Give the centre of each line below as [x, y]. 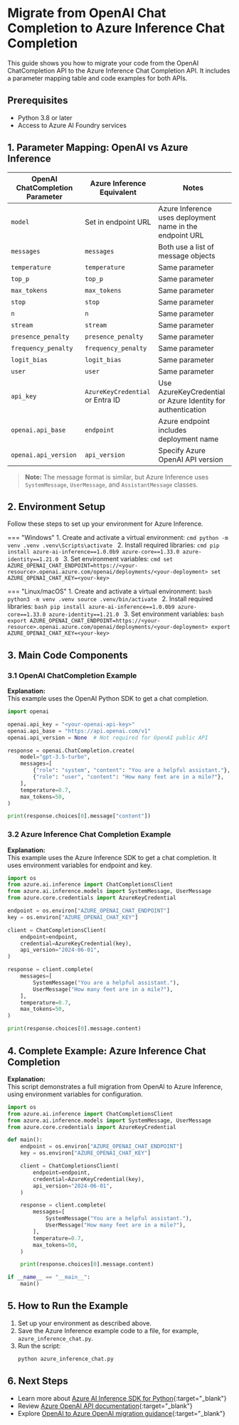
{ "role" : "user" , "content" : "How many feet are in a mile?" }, [128, 777]
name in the [178, 226]
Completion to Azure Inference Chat [116, 28]
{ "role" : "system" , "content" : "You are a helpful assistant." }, [132, 770]
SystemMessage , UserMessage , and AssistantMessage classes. [111, 484]
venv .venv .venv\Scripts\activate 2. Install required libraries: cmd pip [113, 545]
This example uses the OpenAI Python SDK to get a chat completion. [108, 699]
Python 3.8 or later [45, 117]
